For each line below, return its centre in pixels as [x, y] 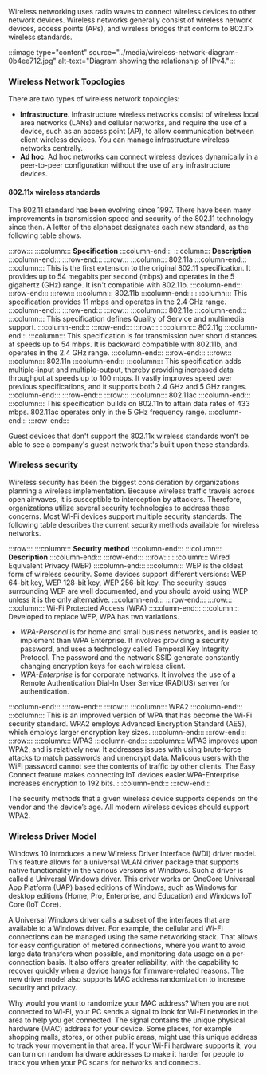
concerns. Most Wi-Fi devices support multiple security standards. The [126, 516]
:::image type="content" [48, 52]
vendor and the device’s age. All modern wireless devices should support [129, 807]
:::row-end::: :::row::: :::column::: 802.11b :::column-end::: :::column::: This [128, 293]
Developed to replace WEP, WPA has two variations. [94, 616]
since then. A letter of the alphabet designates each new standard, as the [129, 227]
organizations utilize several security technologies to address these [119, 508]
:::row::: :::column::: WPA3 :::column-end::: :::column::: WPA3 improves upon [133, 741]
